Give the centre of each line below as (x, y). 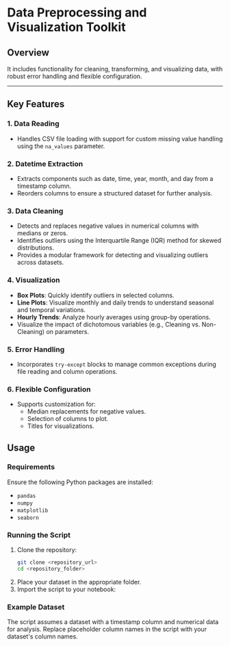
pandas (26, 496)
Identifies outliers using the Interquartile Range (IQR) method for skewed (119, 241)
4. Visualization (34, 280)
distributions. (36, 248)
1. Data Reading (33, 123)
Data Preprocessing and (77, 13)
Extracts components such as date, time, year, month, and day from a (115, 178)
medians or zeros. (42, 233)
